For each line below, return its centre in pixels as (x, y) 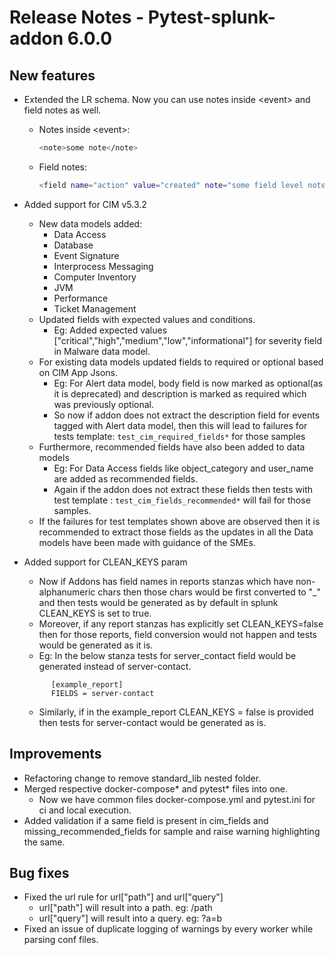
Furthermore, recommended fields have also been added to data (172, 447)
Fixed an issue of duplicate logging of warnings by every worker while (168, 929)
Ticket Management (95, 308)
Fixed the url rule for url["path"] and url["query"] (123, 897)
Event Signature (86, 255)
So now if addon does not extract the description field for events (187, 415)
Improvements (55, 754)
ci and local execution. (85, 810)
